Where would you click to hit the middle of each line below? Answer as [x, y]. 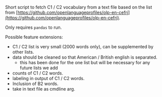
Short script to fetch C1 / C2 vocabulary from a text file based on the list [79, 7]
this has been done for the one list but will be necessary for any [85, 62]
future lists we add [39, 68]
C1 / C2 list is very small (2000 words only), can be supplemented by [83, 47]
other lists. [23, 52]
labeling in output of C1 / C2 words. [48, 78]
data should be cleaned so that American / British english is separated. [85, 57]
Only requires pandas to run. [34, 27]
